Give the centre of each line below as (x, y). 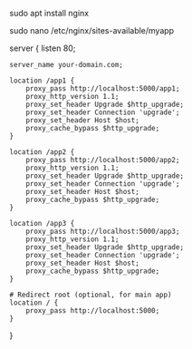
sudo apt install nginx (49, 13)
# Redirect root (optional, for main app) (91, 295)
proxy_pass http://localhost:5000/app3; (103, 231)
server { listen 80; (43, 48)
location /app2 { (42, 152)
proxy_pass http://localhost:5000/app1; (103, 89)
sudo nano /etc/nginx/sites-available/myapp (92, 30)
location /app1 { (42, 81)
